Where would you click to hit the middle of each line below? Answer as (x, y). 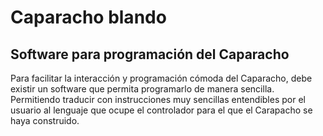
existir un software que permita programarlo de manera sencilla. (142, 89)
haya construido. (45, 120)
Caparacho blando (88, 17)
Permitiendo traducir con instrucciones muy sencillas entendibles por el (158, 99)
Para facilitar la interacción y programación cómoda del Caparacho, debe (161, 78)
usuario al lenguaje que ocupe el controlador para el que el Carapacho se (161, 110)
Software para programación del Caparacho (150, 54)
